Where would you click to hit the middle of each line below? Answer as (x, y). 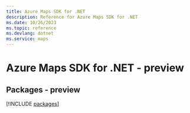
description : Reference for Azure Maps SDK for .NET (72, 17)
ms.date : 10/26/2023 (31, 22)
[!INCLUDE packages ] (33, 104)
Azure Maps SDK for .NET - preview (95, 68)
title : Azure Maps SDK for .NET (46, 11)
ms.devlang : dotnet (30, 34)
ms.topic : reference (31, 28)
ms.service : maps (27, 39)
